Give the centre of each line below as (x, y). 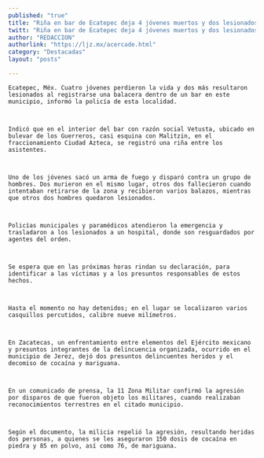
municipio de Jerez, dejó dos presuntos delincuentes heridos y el (121, 356)
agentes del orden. (40, 239)
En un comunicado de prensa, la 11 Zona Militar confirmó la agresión (126, 390)
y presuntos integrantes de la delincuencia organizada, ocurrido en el (130, 349)
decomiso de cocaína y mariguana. (65, 363)
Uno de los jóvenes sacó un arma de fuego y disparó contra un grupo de (130, 177)
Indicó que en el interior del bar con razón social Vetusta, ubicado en (132, 129)
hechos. (21, 280)
